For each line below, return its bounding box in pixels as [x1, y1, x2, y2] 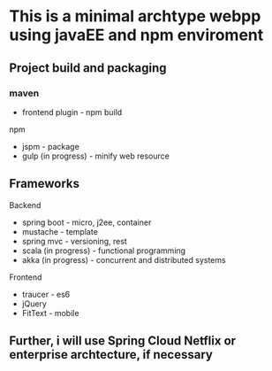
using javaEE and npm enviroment [9, 25, 264, 45]
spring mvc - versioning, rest [21, 236, 128, 246]
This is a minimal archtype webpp [9, 6, 261, 27]
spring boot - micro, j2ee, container [21, 217, 152, 228]
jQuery [21, 298, 47, 309]
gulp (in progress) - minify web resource [21, 151, 170, 161]
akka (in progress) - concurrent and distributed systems [21, 254, 227, 265]
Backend [9, 199, 42, 210]
